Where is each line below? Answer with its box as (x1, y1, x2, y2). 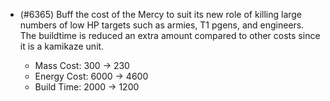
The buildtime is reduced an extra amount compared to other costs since (19, 30, 321, 41)
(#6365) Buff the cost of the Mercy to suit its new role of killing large (19, 9, 303, 20)
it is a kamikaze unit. (19, 40, 105, 52)
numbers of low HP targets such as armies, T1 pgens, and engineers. (19, 19, 305, 31)
